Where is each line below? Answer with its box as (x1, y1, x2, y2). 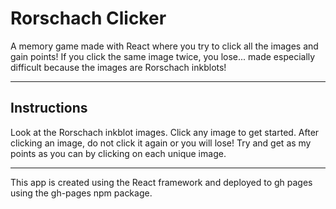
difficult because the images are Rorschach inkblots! (10, 61, 227, 73)
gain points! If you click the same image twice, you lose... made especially (10, 50, 316, 62)
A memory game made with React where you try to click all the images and (10, 40, 319, 52)
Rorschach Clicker (10, 7, 167, 30)
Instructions (10, 100, 88, 117)
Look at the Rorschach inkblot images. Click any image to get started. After (10, 126, 320, 138)
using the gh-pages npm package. (10, 187, 153, 199)
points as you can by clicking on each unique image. (10, 147, 227, 159)
